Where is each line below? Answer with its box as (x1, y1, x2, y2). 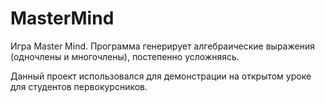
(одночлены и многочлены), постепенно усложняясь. (10, 50, 240, 62)
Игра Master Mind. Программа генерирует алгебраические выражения (10, 40, 315, 52)
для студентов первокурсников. (10, 80, 148, 92)
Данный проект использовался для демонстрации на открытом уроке (10, 70, 312, 82)
